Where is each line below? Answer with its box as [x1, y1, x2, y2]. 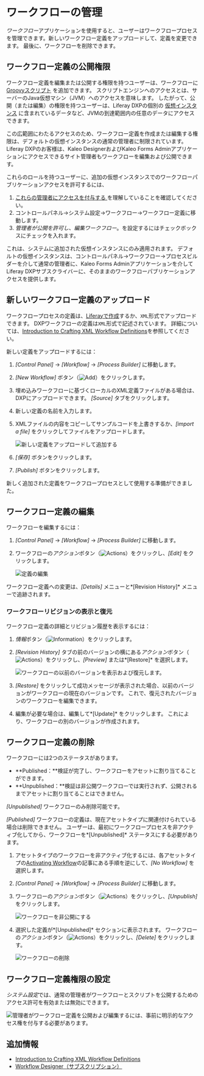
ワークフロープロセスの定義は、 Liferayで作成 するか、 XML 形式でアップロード [6, 312, 197, 320]
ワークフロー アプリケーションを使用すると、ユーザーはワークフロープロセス [6, 27, 198, 34]
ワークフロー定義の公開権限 [6, 61, 111, 72]
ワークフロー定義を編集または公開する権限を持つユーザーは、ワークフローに [6, 79, 199, 86]
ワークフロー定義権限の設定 [6, 974, 111, 984]
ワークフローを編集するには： [6, 524, 81, 531]
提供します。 [27, 275, 60, 282]
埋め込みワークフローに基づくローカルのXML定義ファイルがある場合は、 [15, 386, 198, 394]
